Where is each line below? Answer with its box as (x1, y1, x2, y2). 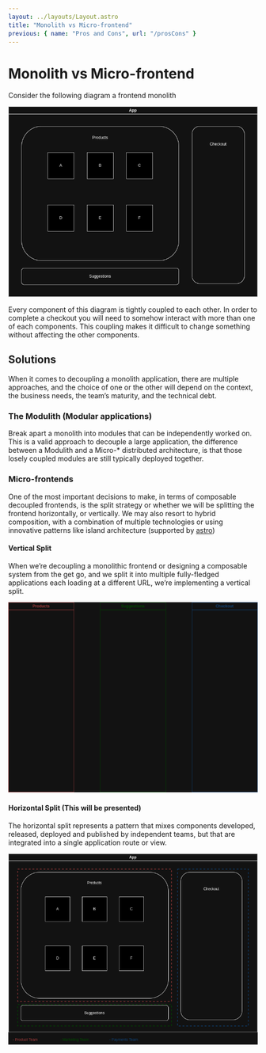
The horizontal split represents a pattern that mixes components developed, (8, 820, 256, 831)
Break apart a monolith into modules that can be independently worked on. (8, 428, 253, 439)
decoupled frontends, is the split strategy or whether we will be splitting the (8, 500, 255, 510)
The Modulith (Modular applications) (8, 410, 153, 421)
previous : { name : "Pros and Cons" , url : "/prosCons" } (8, 29, 196, 37)
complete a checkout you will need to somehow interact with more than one (8, 314, 256, 323)
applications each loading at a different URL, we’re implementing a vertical (8, 578, 251, 587)
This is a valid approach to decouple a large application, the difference (8, 437, 238, 447)
